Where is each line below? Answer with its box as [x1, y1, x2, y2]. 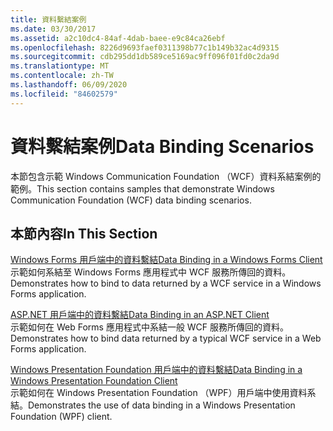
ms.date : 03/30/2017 [10, 24, 97, 34]
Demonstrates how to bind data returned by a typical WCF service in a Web [10, 332, 322, 345]
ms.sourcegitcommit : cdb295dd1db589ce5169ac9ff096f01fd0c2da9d [10, 52, 280, 62]
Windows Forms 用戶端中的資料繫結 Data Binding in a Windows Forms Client [10, 254, 323, 266]
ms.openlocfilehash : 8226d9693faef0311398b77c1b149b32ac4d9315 [10, 42, 280, 53]
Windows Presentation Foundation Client [10, 375, 178, 387]
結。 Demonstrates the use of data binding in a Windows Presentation [10, 399, 296, 411]
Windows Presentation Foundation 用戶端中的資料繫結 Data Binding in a [10, 364, 303, 376]
